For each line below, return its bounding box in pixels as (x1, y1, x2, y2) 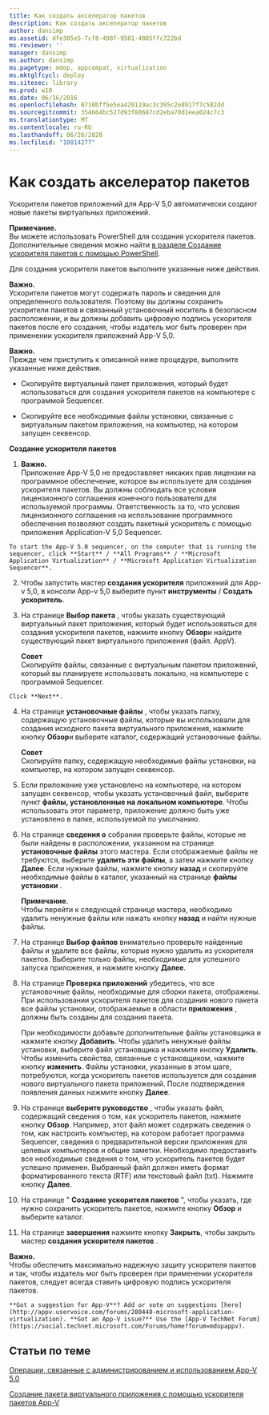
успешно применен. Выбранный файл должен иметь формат (20, 1163, 230, 1172)
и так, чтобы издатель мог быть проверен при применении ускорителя (9, 1268, 253, 1278)
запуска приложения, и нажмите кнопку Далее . (20, 963, 187, 973)
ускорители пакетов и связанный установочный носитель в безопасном (9, 305, 257, 315)
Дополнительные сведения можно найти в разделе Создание (9, 240, 222, 250)
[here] (220, 1301, 243, 1309)
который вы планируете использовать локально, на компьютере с (20, 669, 249, 678)
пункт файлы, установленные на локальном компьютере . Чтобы (20, 798, 249, 807)
